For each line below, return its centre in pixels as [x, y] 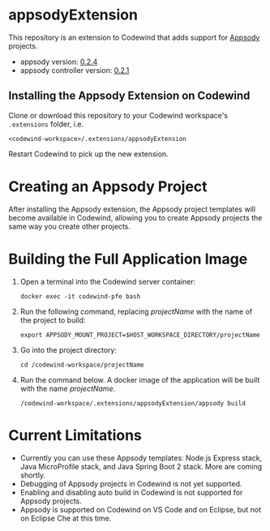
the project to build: [53, 320]
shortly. [33, 475]
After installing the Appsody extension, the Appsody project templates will [132, 209]
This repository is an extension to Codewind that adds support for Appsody [134, 37]
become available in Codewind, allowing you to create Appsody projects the [135, 217]
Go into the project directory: [69, 349]
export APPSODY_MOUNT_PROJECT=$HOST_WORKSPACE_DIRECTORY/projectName [140, 335]
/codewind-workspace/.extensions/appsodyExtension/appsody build [133, 403]
